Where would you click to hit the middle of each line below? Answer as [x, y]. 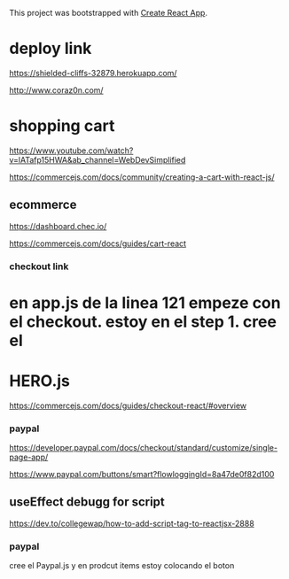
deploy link [51, 49]
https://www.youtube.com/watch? [71, 151]
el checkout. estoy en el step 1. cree [143, 321]
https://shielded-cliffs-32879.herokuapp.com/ [93, 73]
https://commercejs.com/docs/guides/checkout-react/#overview [128, 405]
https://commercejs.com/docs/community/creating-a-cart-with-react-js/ [142, 177]
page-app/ [29, 457]
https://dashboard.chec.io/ [58, 226]
